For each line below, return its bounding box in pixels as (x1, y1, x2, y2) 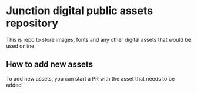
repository (6, 16, 59, 30)
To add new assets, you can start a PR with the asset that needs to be (6, 75, 175, 82)
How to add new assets (6, 59, 93, 69)
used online (6, 42, 35, 49)
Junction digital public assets (6, 4, 153, 18)
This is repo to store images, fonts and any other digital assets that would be (6, 36, 191, 43)
